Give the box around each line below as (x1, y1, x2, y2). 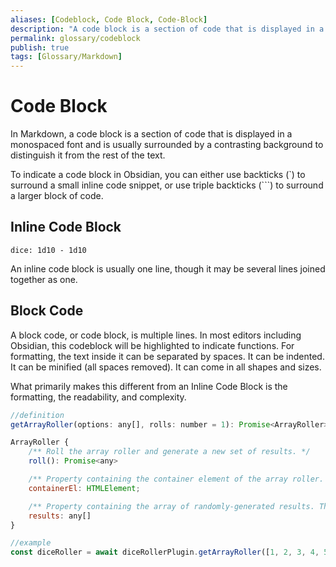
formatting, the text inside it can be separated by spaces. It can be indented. (10, 350, 325, 362)
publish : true (10, 42, 70, 53)
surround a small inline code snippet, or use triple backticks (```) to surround (10, 179, 324, 191)
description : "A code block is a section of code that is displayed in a (10, 24, 325, 34)
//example (10, 538, 52, 548)
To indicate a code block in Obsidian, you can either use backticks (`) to (10, 169, 306, 181)
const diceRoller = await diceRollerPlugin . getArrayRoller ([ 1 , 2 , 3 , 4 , (10, 547, 320, 558)
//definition (10, 410, 65, 420)
